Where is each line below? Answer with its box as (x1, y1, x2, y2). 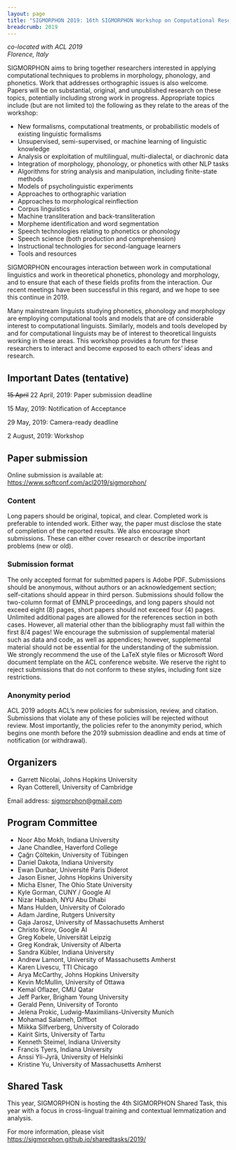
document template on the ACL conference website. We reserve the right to (7, 658, 227, 666)
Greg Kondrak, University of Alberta (17, 940, 122, 949)
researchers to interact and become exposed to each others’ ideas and (7, 344, 213, 353)
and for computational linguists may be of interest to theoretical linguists (7, 329, 216, 338)
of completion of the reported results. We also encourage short (7, 527, 190, 535)
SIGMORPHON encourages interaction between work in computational (7, 263, 211, 272)
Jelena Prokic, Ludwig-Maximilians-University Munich (17, 1008, 174, 1016)
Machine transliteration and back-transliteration (17, 212, 156, 220)
